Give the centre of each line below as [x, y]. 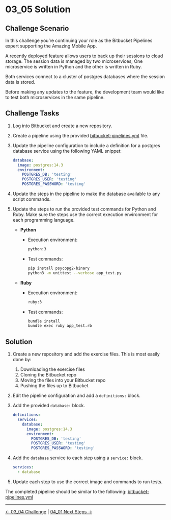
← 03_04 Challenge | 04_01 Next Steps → [49, 511]
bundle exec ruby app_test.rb [60, 326]
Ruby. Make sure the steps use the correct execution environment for [85, 215]
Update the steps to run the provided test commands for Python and [84, 209]
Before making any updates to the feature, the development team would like [85, 92]
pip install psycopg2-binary [59, 268]
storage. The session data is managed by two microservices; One [74, 61]
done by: [22, 360]
